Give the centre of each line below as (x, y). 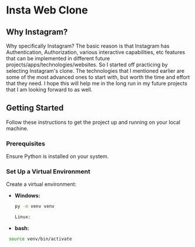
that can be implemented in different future (58, 58)
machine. (17, 128)
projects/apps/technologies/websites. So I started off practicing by (87, 65)
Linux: (23, 217)
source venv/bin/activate (40, 239)
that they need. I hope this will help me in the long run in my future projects (97, 83)
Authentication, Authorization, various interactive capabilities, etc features (96, 52)
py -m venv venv (34, 207)
